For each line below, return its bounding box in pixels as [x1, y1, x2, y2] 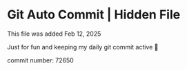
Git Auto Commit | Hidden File [7, 7, 181, 23]
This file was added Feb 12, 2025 [7, 30, 101, 38]
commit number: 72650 [7, 56, 74, 65]
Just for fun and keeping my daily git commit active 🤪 [7, 43, 159, 51]
